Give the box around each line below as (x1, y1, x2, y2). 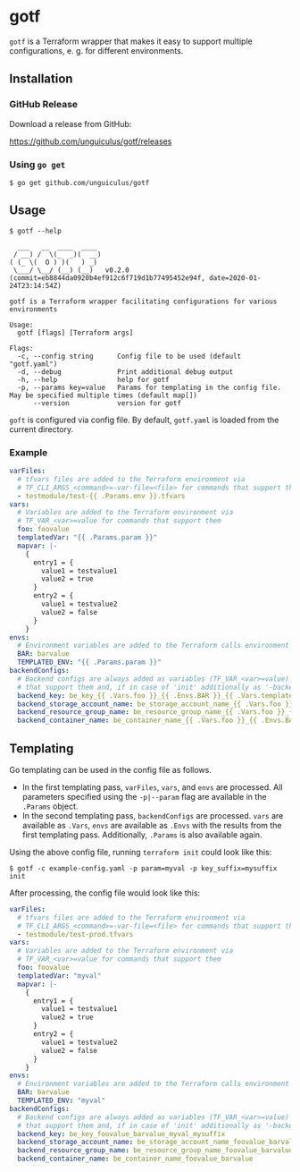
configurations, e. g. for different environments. (9, 45, 184, 55)
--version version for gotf (32, 398, 181, 408)
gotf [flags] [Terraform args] (17, 328, 134, 337)
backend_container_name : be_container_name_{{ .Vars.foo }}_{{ (17, 716, 257, 726)
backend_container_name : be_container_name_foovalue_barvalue (17, 1154, 254, 1164)
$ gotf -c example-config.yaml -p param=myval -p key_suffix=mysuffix (9, 863, 278, 873)
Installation (9, 72, 73, 87)
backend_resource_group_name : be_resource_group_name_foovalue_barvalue (17, 1146, 294, 1155)
